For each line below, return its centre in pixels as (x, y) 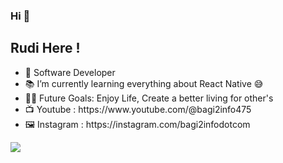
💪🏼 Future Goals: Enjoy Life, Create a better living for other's (149, 98)
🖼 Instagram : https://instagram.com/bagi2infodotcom (137, 124)
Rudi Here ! (45, 48)
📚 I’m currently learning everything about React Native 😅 (144, 83)
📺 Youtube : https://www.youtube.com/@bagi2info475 (138, 109)
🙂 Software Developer (70, 72)
